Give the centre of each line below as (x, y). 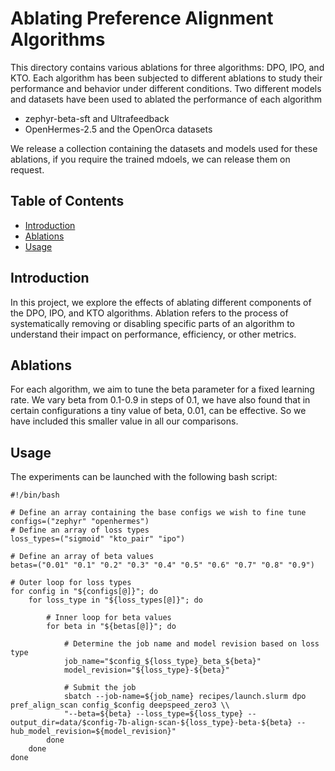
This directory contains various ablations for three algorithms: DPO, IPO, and (167, 67)
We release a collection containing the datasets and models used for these (164, 148)
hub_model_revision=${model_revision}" (93, 732)
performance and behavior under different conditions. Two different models (166, 88)
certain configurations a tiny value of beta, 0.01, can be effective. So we (158, 411)
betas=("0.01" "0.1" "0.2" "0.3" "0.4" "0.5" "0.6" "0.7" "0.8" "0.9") (162, 565)
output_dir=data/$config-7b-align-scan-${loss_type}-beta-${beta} (151, 723)
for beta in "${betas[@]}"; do (111, 627)
